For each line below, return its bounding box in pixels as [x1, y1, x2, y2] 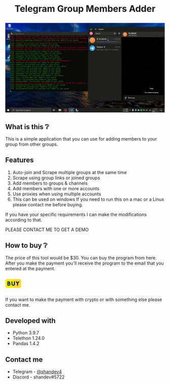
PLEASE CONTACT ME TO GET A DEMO [5, 226, 89, 233]
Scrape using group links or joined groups [12, 175, 100, 181]
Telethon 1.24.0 [12, 335, 45, 342]
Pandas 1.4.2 [12, 340, 39, 347]
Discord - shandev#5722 [12, 374, 65, 380]
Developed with [5, 317, 56, 325]
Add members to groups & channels [12, 180, 88, 186]
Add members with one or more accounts [12, 185, 100, 191]
